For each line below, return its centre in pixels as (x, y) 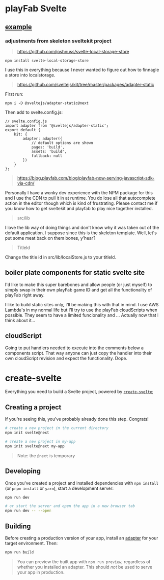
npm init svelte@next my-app (35, 446)
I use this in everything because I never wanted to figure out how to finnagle (82, 70)
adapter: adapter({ (43, 139)
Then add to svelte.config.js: (34, 112)
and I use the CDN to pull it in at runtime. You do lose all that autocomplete (80, 198)
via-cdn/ (26, 183)
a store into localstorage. (30, 75)
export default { (23, 130)
